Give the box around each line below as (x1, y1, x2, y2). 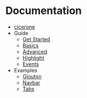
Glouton (22, 73, 42, 80)
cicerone (13, 23, 35, 30)
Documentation (5, 4, 82, 17)
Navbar (22, 79, 41, 86)
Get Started (22, 36, 50, 43)
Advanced (22, 48, 48, 55)
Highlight (22, 54, 45, 61)
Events (22, 60, 39, 68)
